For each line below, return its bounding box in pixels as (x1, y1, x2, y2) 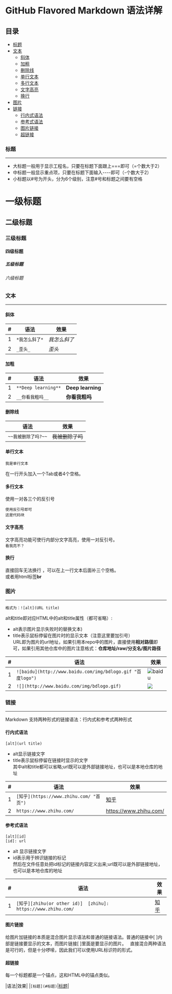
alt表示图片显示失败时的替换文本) (12, 626, 83, 632)
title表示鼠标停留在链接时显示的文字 (12, 757, 88, 763)
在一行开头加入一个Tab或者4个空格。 (5, 471, 83, 477)
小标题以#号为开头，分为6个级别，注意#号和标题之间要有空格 (12, 176, 143, 182)
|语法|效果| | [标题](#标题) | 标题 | (5, 983, 70, 989)
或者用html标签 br (5, 573, 42, 579)
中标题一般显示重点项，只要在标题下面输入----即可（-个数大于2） (12, 169, 152, 175)
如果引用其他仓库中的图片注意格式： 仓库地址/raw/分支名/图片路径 (21, 645, 161, 651)
